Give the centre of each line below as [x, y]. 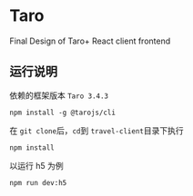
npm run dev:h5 [38, 182]
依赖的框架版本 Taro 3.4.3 [59, 95]
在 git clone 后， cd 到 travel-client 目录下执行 [96, 130]
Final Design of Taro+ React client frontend [90, 41]
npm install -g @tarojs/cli [63, 113]
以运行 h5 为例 [36, 165]
